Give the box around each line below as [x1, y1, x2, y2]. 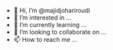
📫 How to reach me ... [13, 36, 77, 43]
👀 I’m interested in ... [13, 14, 72, 22]
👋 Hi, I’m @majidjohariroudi [13, 7, 90, 14]
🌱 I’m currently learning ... [13, 21, 87, 28]
